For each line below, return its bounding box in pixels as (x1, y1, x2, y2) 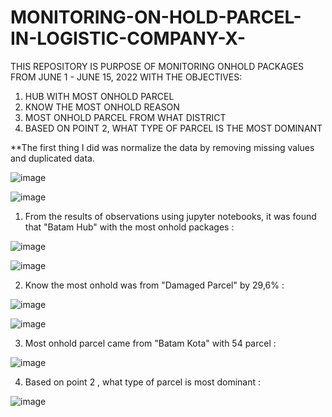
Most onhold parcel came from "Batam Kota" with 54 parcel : (24, 337, 277, 349)
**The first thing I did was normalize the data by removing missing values (10, 141, 315, 153)
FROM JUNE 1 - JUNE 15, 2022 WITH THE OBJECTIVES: (10, 71, 243, 83)
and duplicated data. (10, 152, 95, 164)
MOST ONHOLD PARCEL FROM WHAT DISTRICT (24, 111, 227, 123)
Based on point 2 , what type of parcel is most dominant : (24, 376, 262, 388)
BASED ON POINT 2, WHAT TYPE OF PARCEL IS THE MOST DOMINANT (24, 122, 323, 134)
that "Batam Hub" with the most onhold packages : (24, 221, 235, 233)
